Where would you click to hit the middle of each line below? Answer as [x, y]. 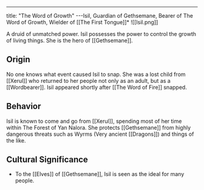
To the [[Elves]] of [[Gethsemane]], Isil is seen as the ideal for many [100, 174]
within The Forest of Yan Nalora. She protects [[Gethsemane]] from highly [99, 127]
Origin [18, 59]
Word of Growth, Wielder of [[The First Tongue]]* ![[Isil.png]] [82, 22]
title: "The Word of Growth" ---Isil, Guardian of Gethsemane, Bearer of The [100, 16]
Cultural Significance [47, 160]
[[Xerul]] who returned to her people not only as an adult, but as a [89, 80]
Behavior [24, 106]
